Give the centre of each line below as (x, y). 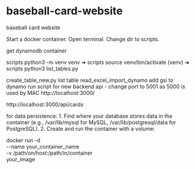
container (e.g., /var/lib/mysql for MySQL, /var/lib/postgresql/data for (91, 122)
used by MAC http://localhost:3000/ (51, 93)
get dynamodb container (36, 50)
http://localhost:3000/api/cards (45, 104)
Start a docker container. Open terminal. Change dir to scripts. (83, 39)
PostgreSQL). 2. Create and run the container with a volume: (81, 128)
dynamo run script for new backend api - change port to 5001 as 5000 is (96, 86)
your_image (21, 159)
